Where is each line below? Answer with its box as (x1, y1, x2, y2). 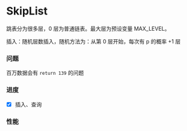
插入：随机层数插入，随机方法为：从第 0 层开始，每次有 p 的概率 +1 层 (6, 37, 181, 45)
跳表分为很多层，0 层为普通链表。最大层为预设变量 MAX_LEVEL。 (6, 25, 170, 32)
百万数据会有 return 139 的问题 (6, 69, 84, 77)
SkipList (6, 4, 48, 18)
